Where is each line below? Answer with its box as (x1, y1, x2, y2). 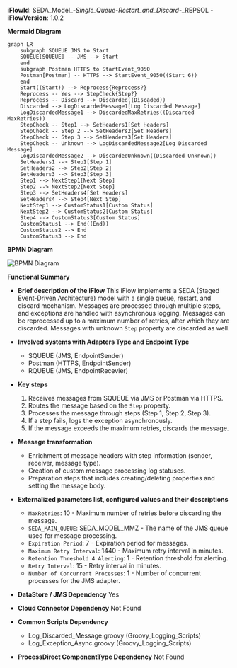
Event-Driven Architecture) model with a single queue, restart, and (17, 294, 212, 302)
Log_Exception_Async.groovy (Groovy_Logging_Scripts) (28, 639, 192, 647)
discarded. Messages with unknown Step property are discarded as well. (17, 324, 230, 332)
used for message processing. (28, 531, 117, 540)
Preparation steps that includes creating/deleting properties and (28, 474, 216, 482)
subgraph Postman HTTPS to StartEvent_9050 (20, 66, 151, 73)
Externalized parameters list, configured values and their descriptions (17, 495, 229, 503)
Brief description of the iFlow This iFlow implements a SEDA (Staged (17, 287, 220, 294)
